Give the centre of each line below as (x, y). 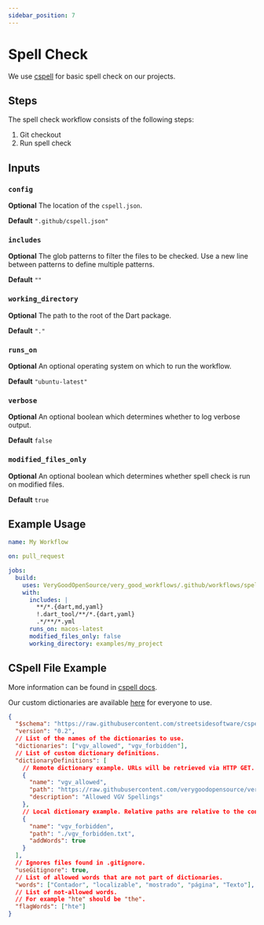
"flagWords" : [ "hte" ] (51, 907)
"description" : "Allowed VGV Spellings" (96, 797)
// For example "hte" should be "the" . (81, 899)
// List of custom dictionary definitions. (87, 753)
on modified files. (37, 484)
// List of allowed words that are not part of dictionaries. (119, 877)
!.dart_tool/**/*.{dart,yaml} (86, 615)
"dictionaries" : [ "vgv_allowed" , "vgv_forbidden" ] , (102, 746)
